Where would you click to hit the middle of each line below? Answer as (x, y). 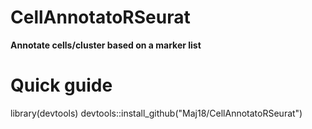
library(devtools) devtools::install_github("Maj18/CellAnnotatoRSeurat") (156, 113)
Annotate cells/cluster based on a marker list (106, 45)
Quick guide (61, 85)
